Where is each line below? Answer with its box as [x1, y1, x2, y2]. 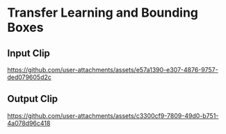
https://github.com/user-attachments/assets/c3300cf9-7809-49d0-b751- [7, 111, 219, 119]
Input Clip [7, 47, 51, 59]
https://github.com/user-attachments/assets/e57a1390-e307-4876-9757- [7, 66, 218, 74]
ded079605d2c [7, 73, 52, 81]
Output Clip [7, 93, 58, 105]
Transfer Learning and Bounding [7, 5, 199, 21]
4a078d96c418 [7, 119, 51, 127]
